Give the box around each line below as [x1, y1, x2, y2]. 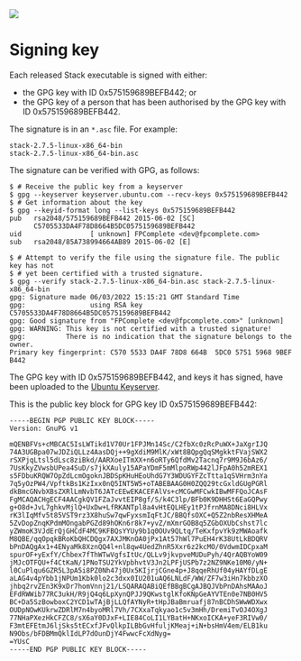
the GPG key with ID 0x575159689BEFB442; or [22, 87, 197, 97]
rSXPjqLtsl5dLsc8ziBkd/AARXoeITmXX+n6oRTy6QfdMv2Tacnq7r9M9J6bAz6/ [9, 455, 269, 464]
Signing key [9, 40, 100, 60]
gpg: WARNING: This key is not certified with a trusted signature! [9, 324, 272, 333]
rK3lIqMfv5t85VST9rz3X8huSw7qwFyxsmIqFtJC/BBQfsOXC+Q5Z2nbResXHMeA [9, 510, 269, 519]
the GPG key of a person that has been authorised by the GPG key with [22, 96, 287, 107]
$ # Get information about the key [9, 197, 143, 207]
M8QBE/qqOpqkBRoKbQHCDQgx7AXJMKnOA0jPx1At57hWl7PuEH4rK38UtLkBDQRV [9, 534, 269, 544]
